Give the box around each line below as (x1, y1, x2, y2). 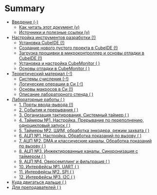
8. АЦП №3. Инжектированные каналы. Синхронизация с (18, 148, 138, 154)
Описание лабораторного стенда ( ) (18, 91, 93, 97)
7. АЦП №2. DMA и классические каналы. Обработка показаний (18, 138, 152, 143)
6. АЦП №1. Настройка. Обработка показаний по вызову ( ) (18, 132, 142, 139)
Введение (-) (11, 19, 38, 25)
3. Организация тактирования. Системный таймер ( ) (18, 112, 129, 118)
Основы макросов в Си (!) (18, 86, 73, 92)
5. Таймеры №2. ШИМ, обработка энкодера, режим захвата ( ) (18, 127, 150, 133)
